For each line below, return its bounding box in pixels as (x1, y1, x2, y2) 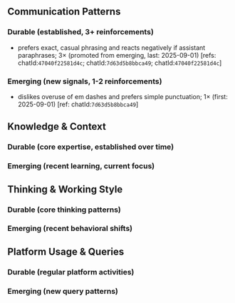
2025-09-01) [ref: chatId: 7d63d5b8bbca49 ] (17, 100, 139, 108)
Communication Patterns (7, 6, 121, 18)
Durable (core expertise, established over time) (7, 142, 174, 152)
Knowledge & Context (7, 120, 107, 133)
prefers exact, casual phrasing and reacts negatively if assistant (17, 43, 206, 52)
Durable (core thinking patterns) (7, 205, 121, 215)
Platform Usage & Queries (7, 245, 125, 257)
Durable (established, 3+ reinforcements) (7, 27, 155, 37)
